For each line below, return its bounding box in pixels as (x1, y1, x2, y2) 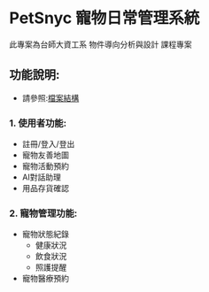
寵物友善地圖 (21, 150, 69, 160)
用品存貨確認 (21, 183, 69, 194)
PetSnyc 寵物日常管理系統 (9, 8, 200, 28)
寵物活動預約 (21, 161, 69, 172)
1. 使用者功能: (9, 117, 67, 129)
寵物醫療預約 (21, 273, 69, 284)
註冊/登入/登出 (21, 139, 75, 150)
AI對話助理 (21, 172, 62, 182)
